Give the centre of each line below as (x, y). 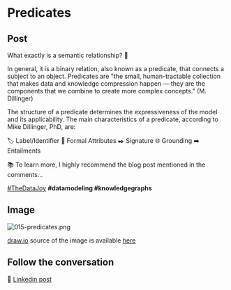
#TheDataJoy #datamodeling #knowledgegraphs (80, 188)
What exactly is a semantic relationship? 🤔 (68, 55)
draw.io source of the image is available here (72, 240)
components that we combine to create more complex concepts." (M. (107, 91)
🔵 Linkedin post (30, 279)
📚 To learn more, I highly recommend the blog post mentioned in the (106, 165)
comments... (25, 175)
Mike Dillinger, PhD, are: (42, 127)
